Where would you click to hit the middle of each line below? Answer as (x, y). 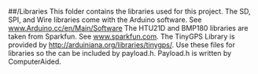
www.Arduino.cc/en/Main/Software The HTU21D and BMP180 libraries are (128, 28)
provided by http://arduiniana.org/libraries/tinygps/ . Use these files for (122, 45)
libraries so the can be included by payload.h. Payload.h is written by (120, 53)
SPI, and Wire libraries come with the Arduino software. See (105, 20)
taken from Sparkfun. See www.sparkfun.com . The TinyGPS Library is (122, 36)
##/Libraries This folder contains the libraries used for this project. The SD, (129, 11)
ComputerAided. (35, 61)
